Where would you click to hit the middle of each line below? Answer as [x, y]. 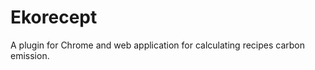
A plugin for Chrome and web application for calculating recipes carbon [158, 45]
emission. [30, 55]
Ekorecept [54, 17]
